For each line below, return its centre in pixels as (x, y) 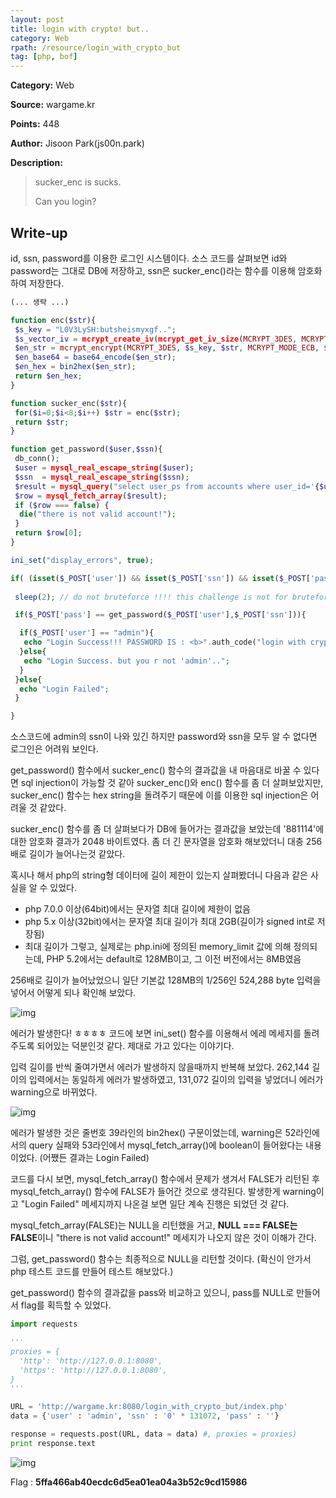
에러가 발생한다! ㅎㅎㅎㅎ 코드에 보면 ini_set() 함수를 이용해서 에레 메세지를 (156, 1033)
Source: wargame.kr (53, 105)
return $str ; (42, 422)
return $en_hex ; (48, 376)
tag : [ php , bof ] (44, 57)
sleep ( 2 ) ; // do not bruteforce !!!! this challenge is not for (151, 597)
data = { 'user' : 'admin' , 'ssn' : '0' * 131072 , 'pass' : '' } (145, 1416)
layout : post (37, 19)
